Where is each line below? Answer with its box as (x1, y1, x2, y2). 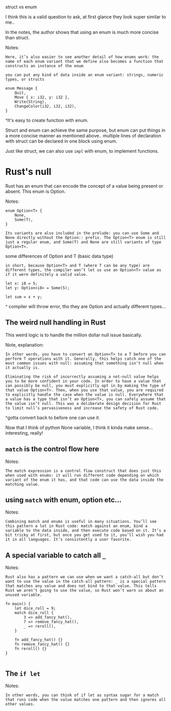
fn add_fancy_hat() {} (14, 637, 63, 642)
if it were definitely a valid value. (5, 272, 88, 277)
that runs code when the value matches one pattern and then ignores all (5, 697, 166, 702)
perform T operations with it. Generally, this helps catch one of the (5, 356, 161, 361)
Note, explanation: (5, 341, 44, 348)
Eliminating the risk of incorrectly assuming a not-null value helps (5, 374, 159, 379)
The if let (5, 669, 41, 678)
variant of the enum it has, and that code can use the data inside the (5, 477, 164, 482)
